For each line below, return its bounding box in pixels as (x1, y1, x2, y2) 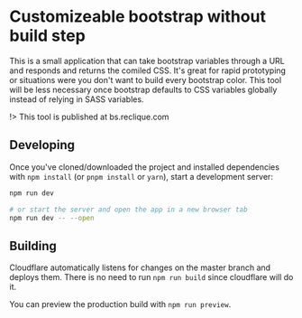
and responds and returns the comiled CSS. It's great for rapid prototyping (9, 65, 287, 76)
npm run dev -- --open (9, 213, 95, 222)
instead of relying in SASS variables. (9, 93, 144, 105)
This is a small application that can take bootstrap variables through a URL (9, 55, 286, 66)
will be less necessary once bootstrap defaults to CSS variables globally (9, 84, 278, 95)
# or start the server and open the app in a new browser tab (9, 205, 248, 214)
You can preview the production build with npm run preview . (9, 299, 232, 310)
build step (9, 25, 86, 46)
